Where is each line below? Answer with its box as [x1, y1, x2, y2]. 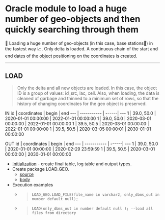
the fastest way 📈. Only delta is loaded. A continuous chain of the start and [5, 45, 158, 52]
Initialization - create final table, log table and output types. [12, 161, 132, 167]
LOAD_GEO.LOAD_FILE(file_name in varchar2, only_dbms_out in [31, 192, 160, 197]
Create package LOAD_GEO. [12, 166, 70, 172]
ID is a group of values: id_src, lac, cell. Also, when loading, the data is [17, 90, 160, 96]
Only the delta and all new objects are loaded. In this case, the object [17, 85, 157, 91]
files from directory [31, 210, 76, 215]
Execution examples [12, 182, 53, 187]
